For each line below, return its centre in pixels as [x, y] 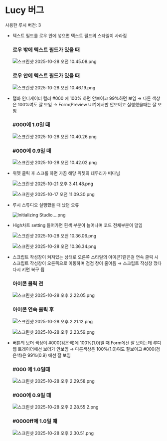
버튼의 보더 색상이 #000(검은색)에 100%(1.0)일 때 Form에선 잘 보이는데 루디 [87, 343]
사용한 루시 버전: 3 [23, 25]
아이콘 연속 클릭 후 [33, 310]
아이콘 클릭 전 [28, 284]
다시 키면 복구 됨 [28, 269]
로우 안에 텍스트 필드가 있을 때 [46, 76]
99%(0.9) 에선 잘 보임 [49, 355]
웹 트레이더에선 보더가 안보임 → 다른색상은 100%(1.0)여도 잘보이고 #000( [84, 349]
